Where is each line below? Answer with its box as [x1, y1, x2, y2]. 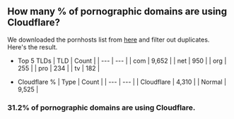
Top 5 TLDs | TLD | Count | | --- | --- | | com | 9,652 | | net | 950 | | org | [17, 56, 227, 65]
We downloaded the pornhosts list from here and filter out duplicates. [7, 35, 210, 44]
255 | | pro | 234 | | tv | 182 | [17, 63, 100, 73]
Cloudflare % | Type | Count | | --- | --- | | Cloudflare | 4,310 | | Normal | [17, 77, 227, 86]
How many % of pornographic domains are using [7, 6, 228, 18]
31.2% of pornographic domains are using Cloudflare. [7, 102, 196, 112]
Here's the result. [7, 42, 58, 51]
